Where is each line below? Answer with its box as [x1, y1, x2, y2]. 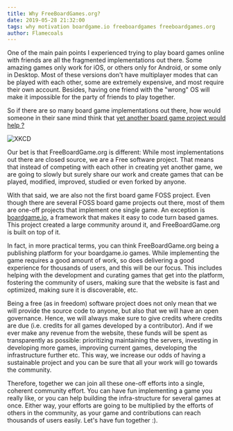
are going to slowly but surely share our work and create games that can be [7, 170, 224, 179]
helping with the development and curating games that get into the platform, [7, 271, 225, 279]
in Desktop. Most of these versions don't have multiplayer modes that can [7, 71, 218, 79]
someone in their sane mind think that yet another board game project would [7, 114, 226, 122]
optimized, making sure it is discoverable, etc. [7, 286, 139, 294]
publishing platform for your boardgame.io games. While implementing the [7, 249, 220, 257]
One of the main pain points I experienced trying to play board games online [7, 49, 225, 57]
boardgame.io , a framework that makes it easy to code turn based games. [7, 213, 219, 222]
